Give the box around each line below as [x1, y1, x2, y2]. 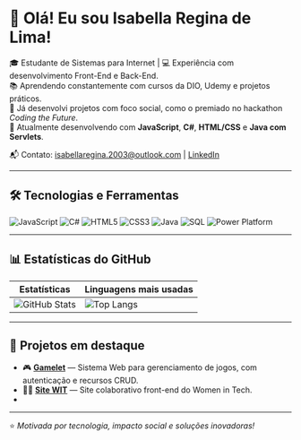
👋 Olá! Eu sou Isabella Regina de [9, 8, 252, 29]
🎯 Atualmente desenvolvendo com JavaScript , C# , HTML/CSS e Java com [9, 121, 287, 133]
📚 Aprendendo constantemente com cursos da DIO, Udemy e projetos [9, 80, 271, 91]
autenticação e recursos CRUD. [21, 375, 139, 386]
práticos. [9, 93, 42, 104]
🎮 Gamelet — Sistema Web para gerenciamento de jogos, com [21, 362, 258, 373]
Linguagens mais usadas [84, 282, 194, 295]
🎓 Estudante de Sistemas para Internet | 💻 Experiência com [9, 57, 235, 68]
